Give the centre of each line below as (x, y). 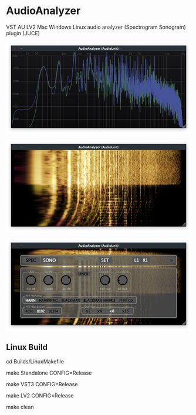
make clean (20, 407)
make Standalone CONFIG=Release (49, 373)
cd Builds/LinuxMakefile (35, 361)
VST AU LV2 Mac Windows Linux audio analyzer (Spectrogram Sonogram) (96, 27)
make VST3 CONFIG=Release (42, 384)
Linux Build (27, 347)
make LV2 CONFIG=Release (40, 395)
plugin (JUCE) (23, 33)
